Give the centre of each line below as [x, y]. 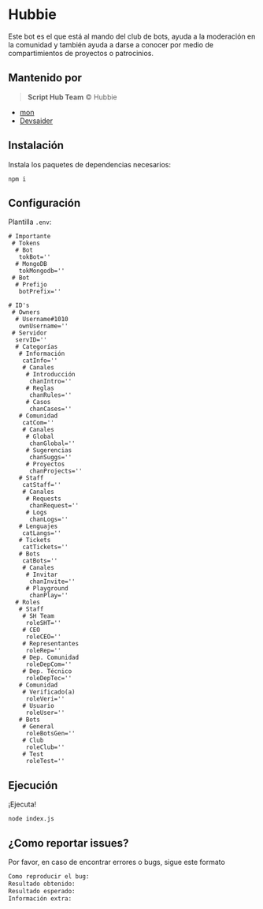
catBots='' [40, 561]
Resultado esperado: [42, 891]
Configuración [44, 203]
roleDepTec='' [49, 679]
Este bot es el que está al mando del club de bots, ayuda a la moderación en [132, 36]
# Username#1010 [42, 320]
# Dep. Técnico [47, 671]
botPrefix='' [40, 292]
